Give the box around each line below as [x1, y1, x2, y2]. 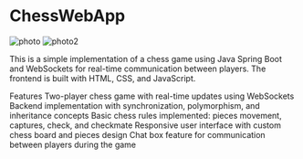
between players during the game [9, 139, 137, 150]
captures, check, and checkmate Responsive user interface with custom [9, 120, 281, 131]
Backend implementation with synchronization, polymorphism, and [9, 100, 260, 111]
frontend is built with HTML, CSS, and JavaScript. [9, 72, 196, 83]
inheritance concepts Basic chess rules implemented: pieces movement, [9, 110, 282, 121]
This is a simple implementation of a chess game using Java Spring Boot [9, 53, 283, 64]
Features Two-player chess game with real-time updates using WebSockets [9, 90, 295, 101]
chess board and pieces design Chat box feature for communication [9, 129, 266, 140]
